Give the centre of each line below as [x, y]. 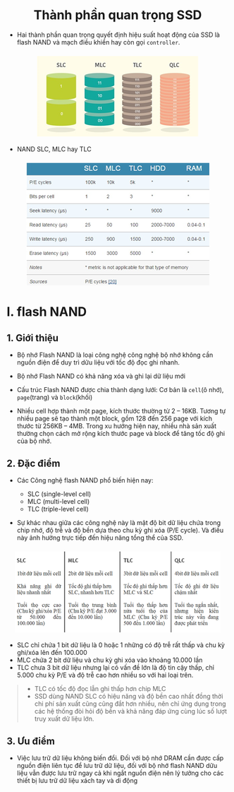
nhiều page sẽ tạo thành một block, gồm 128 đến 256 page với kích [115, 419]
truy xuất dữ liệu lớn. [64, 719]
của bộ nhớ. [34, 441]
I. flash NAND [47, 312]
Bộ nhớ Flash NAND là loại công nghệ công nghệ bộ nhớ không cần [115, 355]
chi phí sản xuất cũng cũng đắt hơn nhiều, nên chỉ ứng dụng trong [130, 704]
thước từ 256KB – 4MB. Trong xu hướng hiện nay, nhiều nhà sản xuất [116, 426]
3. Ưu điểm [31, 741]
